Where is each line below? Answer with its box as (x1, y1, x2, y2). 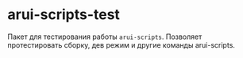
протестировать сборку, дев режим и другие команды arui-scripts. (7, 40, 236, 49)
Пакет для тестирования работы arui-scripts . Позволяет (7, 32, 202, 41)
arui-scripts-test (7, 6, 121, 24)
